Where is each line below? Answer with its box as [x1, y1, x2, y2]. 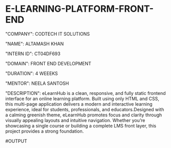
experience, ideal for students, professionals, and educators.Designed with [5, 106, 164, 112]
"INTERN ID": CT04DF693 [5, 51, 61, 57]
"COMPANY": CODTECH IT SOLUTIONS [5, 31, 90, 37]
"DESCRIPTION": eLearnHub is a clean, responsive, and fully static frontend [5, 90, 166, 96]
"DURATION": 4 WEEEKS [5, 70, 58, 77]
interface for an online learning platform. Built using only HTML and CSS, [5, 95, 159, 102]
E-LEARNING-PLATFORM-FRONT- [5, 3, 154, 15]
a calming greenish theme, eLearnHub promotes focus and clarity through [5, 112, 162, 118]
